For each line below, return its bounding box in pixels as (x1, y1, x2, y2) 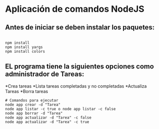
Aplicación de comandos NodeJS (5, 3, 145, 15)
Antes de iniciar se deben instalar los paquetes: (5, 23, 155, 32)
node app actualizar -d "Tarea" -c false (5, 115, 92, 120)
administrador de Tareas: (5, 70, 84, 78)
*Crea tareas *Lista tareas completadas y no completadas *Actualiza (5, 83, 147, 89)
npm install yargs (5, 45, 43, 50)
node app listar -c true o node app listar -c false (5, 106, 116, 111)
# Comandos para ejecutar (5, 97, 58, 103)
